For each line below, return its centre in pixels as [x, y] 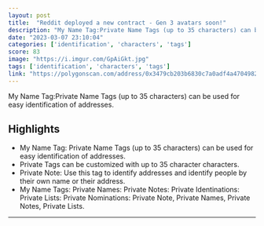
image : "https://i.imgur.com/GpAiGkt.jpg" [79, 60]
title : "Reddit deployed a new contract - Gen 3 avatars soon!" [117, 23]
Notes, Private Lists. [52, 206]
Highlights [34, 129]
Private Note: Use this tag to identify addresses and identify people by [133, 173]
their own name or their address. [72, 181]
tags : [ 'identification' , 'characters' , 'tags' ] [89, 67]
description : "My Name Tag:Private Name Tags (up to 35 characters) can [130, 30]
